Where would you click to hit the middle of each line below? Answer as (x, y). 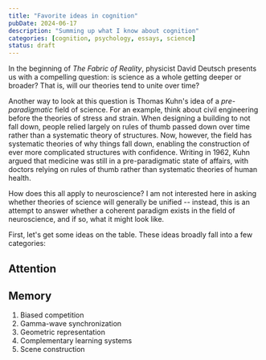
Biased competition (52, 315)
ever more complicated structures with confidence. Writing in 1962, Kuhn (129, 153)
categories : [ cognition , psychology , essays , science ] (102, 38)
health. (20, 178)
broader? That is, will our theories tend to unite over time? (104, 86)
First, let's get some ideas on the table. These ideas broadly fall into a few (131, 235)
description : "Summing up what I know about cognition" (104, 31)
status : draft (32, 46)
